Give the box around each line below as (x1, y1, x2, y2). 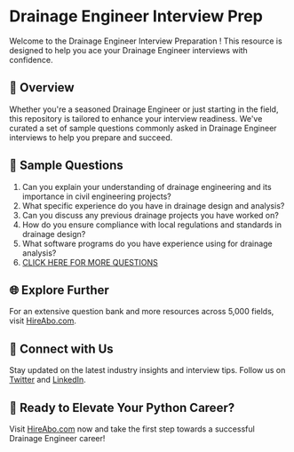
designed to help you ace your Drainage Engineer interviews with (9, 44, 249, 55)
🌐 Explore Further (9, 282, 109, 297)
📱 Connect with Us (9, 341, 114, 356)
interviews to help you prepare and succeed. (9, 131, 173, 143)
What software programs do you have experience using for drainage (21, 238, 273, 249)
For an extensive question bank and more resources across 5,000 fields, (9, 306, 274, 317)
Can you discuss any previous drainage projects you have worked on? (21, 210, 280, 220)
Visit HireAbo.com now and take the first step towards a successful (9, 424, 255, 434)
